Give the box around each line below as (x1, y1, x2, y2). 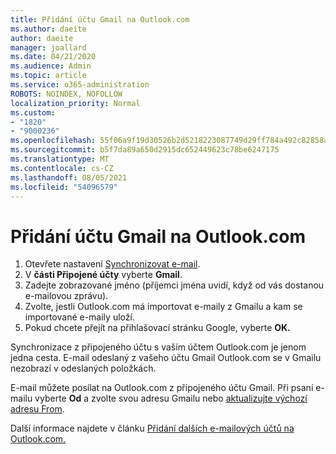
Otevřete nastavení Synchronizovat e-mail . (24, 258, 201, 270)
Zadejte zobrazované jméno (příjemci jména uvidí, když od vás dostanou (24, 279, 325, 291)
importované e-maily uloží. (24, 311, 135, 323)
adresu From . (10, 403, 65, 415)
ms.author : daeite (10, 24, 87, 34)
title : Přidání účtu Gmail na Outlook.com (10, 14, 190, 25)
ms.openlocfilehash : (10, 136, 97, 146)
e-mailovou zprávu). (24, 290, 109, 302)
